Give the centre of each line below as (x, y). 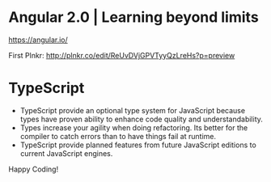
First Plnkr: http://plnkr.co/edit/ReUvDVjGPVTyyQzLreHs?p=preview (122, 55)
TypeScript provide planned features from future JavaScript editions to (138, 145)
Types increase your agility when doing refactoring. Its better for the (134, 127)
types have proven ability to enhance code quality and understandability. (141, 119)
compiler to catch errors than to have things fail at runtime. (118, 136)
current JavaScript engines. (66, 153)
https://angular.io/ (38, 40)
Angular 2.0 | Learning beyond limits (133, 17)
